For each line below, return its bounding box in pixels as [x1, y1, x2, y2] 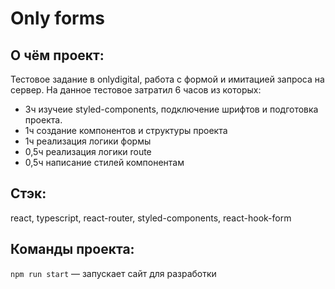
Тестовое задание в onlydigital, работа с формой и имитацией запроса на [10, 73, 325, 85]
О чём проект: [10, 47, 105, 64]
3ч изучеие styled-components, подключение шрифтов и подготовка [24, 103, 319, 115]
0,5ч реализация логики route [24, 146, 152, 157]
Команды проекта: [10, 241, 135, 258]
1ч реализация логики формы [24, 135, 152, 147]
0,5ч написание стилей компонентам [24, 157, 185, 168]
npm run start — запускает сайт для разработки [10, 267, 217, 279]
